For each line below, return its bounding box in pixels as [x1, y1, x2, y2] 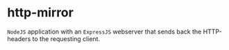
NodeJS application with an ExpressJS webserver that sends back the [7, 27, 202, 36]
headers [7, 34, 31, 42]
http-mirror [7, 5, 74, 21]
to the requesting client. [32, 34, 101, 42]
